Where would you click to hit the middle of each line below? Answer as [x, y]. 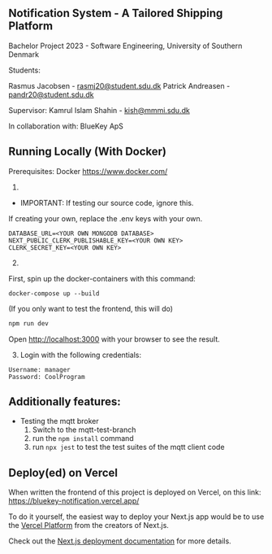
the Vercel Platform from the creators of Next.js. [89, 526]
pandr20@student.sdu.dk [51, 94]
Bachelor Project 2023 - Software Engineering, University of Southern [125, 46]
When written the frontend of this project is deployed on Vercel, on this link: [135, 492]
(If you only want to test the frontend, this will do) [91, 308]
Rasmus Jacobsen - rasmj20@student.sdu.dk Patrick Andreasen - [119, 85]
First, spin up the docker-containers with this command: [102, 278]
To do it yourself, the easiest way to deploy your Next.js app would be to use [136, 517]
